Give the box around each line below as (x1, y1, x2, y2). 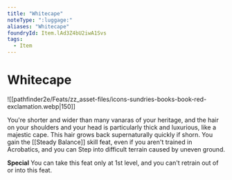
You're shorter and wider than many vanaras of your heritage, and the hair (7, 116, 220, 124)
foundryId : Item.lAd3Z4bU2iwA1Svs (7, 29, 107, 37)
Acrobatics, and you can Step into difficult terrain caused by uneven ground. (7, 145, 225, 153)
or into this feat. (7, 165, 53, 174)
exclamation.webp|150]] (7, 102, 76, 111)
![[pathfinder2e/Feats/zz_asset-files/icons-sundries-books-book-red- (7, 95, 207, 103)
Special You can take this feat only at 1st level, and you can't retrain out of (7, 159, 219, 167)
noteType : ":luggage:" (7, 17, 73, 24)
